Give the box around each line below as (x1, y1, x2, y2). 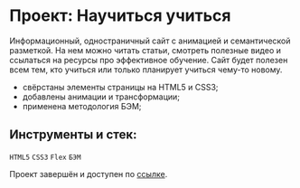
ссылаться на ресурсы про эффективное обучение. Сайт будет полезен (9, 54, 288, 65)
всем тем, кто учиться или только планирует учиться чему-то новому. (9, 64, 283, 75)
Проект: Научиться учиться (9, 5, 231, 26)
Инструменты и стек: (9, 127, 137, 143)
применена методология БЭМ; (22, 100, 142, 111)
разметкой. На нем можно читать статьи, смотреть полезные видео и (9, 44, 282, 55)
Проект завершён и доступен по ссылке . (9, 168, 168, 179)
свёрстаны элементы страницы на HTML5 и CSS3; (22, 81, 219, 92)
